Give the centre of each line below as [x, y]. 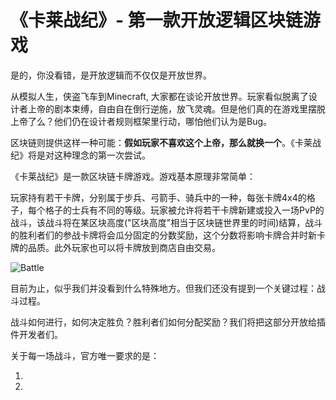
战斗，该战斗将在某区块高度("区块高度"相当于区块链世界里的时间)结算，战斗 [166, 222]
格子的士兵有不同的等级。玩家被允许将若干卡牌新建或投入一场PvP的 [184, 210]
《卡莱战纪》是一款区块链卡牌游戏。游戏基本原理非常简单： [133, 176]
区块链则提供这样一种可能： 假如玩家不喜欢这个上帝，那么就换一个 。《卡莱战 [166, 142]
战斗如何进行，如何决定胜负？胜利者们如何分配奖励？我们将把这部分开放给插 [168, 322]
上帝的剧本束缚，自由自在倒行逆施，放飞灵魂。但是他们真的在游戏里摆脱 [176, 108]
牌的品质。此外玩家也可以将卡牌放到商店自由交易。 [115, 247]
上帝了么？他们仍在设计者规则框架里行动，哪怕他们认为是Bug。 [141, 121]
